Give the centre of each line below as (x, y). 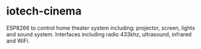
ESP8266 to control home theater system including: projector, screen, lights (101, 28)
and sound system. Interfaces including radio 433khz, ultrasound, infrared (99, 34)
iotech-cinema (44, 11)
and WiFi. (18, 41)
